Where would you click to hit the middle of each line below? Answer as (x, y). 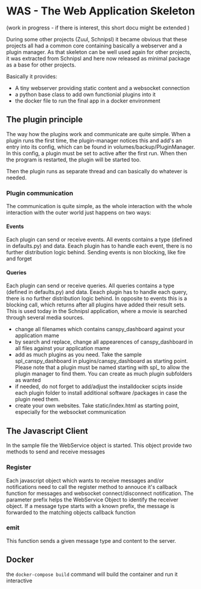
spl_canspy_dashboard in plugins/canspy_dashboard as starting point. (101, 361)
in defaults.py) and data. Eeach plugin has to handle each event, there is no (99, 246)
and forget (19, 259)
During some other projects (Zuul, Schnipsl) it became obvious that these (97, 39)
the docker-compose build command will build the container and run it (92, 574)
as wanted (28, 380)
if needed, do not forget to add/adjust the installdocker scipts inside (99, 387)
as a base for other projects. (41, 65)
